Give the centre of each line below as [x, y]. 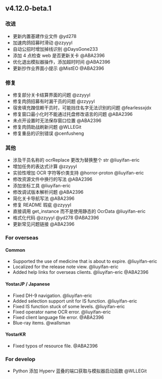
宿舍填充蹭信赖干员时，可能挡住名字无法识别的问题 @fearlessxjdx [82, 108]
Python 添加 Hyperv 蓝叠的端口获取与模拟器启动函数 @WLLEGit [80, 371]
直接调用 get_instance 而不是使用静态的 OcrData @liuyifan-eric [79, 211]
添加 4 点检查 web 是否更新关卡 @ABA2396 [59, 55]
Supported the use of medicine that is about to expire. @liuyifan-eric [85, 262]
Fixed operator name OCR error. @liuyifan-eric [62, 312]
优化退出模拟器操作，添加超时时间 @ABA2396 [62, 62]
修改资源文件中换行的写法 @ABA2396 [53, 179]
